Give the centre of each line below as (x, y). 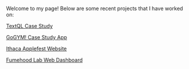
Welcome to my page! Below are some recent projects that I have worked (95, 8)
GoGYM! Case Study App (37, 37)
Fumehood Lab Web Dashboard (45, 60)
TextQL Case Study (29, 26)
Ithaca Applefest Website (37, 49)
